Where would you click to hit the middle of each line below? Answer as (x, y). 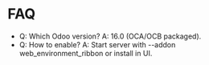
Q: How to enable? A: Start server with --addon (97, 44)
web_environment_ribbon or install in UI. (86, 53)
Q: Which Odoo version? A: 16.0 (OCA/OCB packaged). (110, 36)
